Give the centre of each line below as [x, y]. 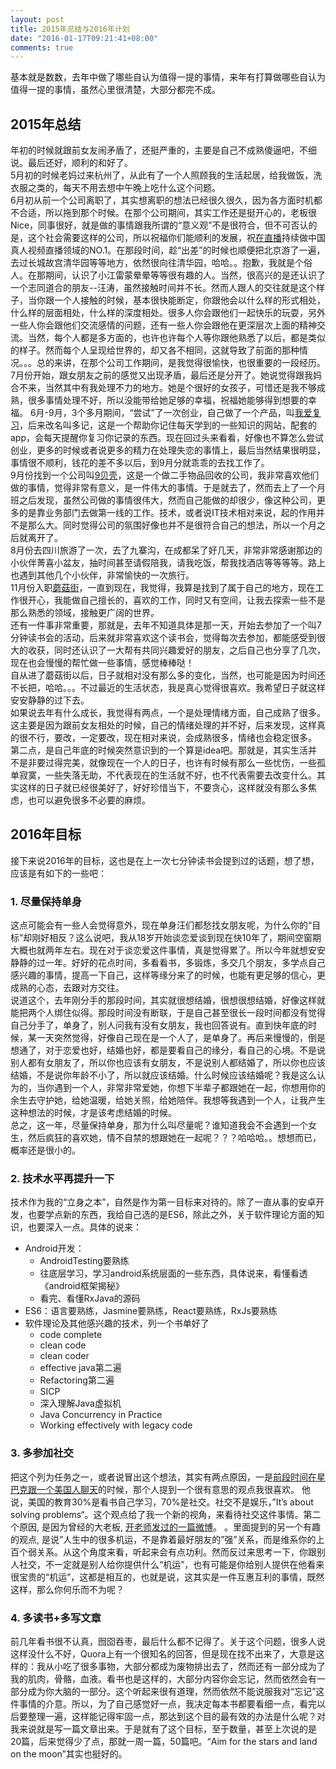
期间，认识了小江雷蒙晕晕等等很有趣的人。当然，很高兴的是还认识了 [185, 275]
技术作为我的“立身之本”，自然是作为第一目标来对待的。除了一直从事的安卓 [163, 1202]
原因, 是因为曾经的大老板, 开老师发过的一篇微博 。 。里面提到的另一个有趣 [169, 1527]
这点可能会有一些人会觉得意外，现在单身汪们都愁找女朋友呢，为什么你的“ [161, 925]
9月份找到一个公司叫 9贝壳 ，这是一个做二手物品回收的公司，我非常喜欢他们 [165, 475]
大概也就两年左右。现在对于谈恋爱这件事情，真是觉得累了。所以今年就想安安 [168, 950]
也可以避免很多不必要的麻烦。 [89, 800]
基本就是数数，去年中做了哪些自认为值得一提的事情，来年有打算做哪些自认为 [168, 77]
